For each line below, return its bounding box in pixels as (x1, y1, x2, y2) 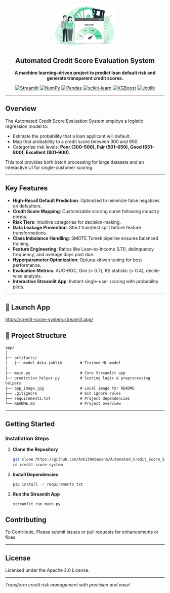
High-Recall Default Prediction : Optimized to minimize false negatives (12, 197, 160, 203)
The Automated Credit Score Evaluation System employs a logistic (5, 118, 143, 124)
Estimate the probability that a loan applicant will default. (12, 133, 131, 139)
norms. (12, 214, 28, 220)
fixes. (5, 534, 17, 540)
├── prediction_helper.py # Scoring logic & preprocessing (5, 376, 151, 381)
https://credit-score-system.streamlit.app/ (5, 317, 94, 323)
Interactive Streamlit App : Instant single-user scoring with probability (12, 278, 158, 284)
